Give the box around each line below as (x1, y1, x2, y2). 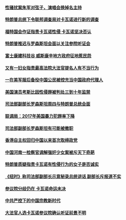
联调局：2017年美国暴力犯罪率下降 (5, 113, 75, 119)
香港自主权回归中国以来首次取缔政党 (5, 137, 78, 143)
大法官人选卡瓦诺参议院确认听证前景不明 (5, 210, 86, 216)
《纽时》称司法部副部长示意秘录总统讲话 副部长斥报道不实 (5, 173, 122, 179)
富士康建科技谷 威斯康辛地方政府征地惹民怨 (5, 53, 91, 59)
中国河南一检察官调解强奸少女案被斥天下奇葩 (5, 149, 95, 155)
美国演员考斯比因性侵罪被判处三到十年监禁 (5, 89, 90, 95)
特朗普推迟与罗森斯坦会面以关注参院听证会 (5, 40, 90, 46)
